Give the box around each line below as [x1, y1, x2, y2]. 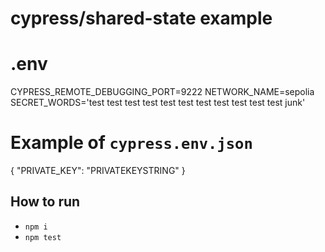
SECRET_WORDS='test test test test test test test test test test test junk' [10, 97, 306, 109]
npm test [24, 232, 62, 242]
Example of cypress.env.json [10, 132, 253, 154]
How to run [10, 193, 81, 211]
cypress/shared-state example [10, 7, 273, 30]
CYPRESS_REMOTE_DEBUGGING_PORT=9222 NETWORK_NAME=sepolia [10, 86, 315, 98]
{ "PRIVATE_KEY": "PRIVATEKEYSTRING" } [10, 165, 186, 177]
